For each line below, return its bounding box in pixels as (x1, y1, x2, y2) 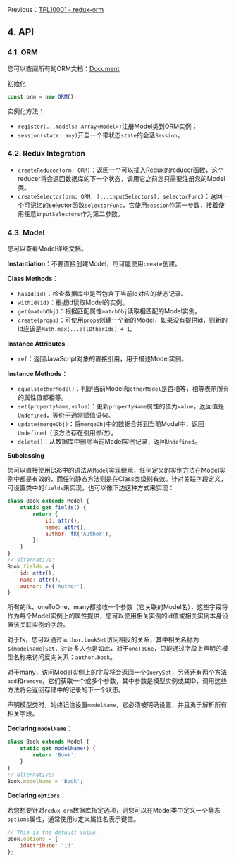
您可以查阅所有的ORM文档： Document (7, 64, 120, 73)
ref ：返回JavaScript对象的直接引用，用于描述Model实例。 (17, 354, 188, 363)
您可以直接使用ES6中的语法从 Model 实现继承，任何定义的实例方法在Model (7, 466, 220, 475)
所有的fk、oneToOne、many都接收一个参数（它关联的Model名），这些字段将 (7, 603, 228, 611)
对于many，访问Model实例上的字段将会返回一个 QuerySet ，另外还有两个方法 (7, 668, 228, 677)
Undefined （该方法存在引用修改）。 (17, 428, 118, 437)
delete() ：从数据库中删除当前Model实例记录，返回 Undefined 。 (17, 437, 201, 446)
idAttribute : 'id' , (20, 842, 77, 849)
